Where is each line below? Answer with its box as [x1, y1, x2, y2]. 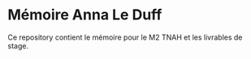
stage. [7, 40, 29, 50]
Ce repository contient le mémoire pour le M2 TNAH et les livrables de [7, 32, 243, 42]
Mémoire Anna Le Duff [7, 6, 162, 24]
